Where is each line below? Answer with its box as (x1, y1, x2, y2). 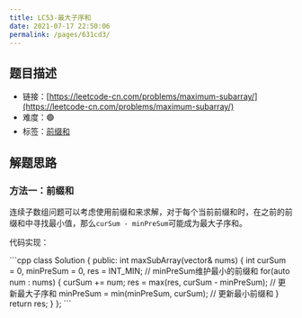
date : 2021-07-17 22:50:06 (9, 22, 111, 31)
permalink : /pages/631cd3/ (9, 30, 111, 39)
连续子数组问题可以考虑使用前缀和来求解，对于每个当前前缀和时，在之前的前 (9, 206, 293, 217)
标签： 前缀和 (22, 126, 70, 137)
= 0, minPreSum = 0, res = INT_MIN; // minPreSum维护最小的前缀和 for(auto (9, 265, 290, 276)
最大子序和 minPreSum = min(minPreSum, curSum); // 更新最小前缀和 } (16, 287, 280, 298)
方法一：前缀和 (9, 184, 75, 196)
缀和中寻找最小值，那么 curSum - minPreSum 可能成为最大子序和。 (9, 217, 247, 228)
